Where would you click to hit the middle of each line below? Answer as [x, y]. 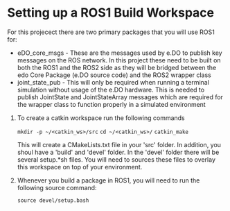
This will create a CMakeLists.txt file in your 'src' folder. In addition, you [119, 144]
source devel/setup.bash [53, 200]
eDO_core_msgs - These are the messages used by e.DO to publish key [120, 53]
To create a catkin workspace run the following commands [101, 118]
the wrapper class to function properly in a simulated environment [111, 104]
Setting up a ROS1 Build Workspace [111, 13]
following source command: [57, 187]
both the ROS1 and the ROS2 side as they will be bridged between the [117, 67]
